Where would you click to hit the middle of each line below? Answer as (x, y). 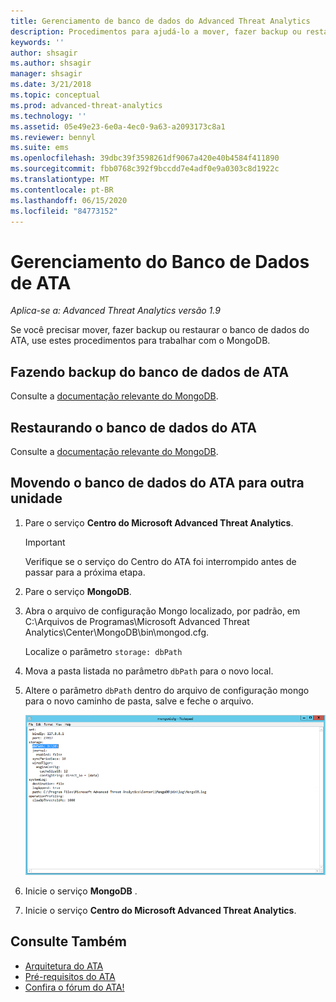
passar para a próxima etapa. (85, 572)
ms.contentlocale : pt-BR (62, 190)
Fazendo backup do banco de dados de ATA (150, 371)
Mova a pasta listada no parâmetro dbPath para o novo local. (149, 671)
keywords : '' (37, 42)
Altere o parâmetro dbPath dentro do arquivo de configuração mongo (167, 690)
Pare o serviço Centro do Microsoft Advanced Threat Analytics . (159, 522)
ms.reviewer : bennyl (53, 137)
